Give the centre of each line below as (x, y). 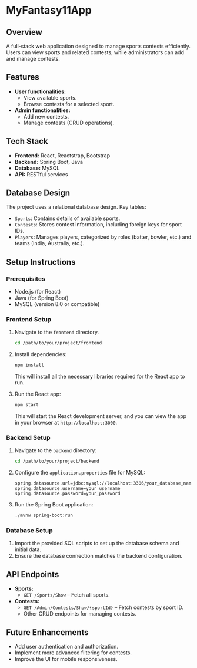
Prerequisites (26, 279)
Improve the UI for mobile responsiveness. (66, 659)
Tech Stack (27, 141)
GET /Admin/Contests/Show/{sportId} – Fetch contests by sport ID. (103, 607)
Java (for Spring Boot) (41, 298)
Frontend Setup (29, 320)
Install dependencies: (41, 354)
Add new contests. (46, 116)
